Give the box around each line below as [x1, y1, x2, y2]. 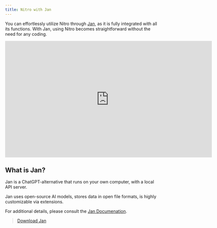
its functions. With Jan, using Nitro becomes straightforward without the [5, 25, 151, 32]
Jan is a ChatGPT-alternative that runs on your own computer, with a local [5, 179, 154, 185]
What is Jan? [5, 166, 46, 175]
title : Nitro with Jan [5, 7, 51, 12]
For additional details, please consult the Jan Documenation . [5, 208, 127, 214]
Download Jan [17, 218, 47, 224]
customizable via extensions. [5, 199, 64, 205]
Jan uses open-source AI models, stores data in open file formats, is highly [5, 194, 157, 200]
